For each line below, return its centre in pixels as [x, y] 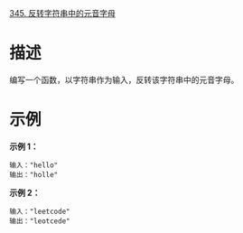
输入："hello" [34, 165]
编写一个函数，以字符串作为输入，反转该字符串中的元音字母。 [124, 79]
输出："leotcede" [40, 221]
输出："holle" [34, 174]
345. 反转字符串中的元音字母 [62, 13]
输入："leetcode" [40, 211]
